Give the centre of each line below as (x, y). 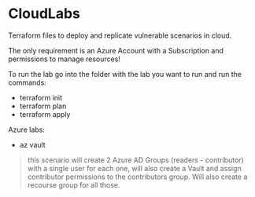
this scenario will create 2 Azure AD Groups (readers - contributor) (135, 160)
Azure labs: (27, 130)
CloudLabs (44, 14)
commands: (28, 82)
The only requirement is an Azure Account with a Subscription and (116, 50)
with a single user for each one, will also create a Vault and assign (134, 168)
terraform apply (45, 114)
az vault (32, 144)
